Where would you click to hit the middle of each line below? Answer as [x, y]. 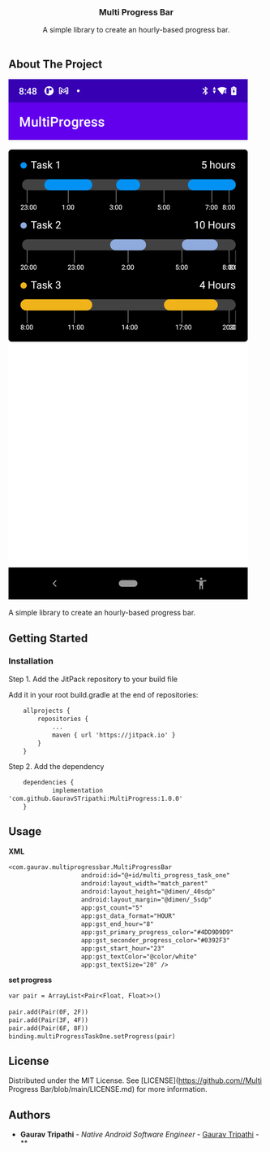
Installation [31, 661]
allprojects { [47, 711]
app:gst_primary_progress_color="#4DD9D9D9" [157, 932]
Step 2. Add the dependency [56, 766]
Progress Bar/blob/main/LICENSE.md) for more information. [108, 1089]
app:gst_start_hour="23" [122, 948]
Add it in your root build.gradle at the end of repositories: [103, 694]
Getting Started [48, 638]
